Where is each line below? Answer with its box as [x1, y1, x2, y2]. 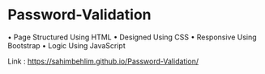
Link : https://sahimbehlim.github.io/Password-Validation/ [7, 56, 199, 66]
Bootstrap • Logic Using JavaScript [7, 40, 126, 50]
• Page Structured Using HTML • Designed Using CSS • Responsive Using [7, 32, 257, 42]
